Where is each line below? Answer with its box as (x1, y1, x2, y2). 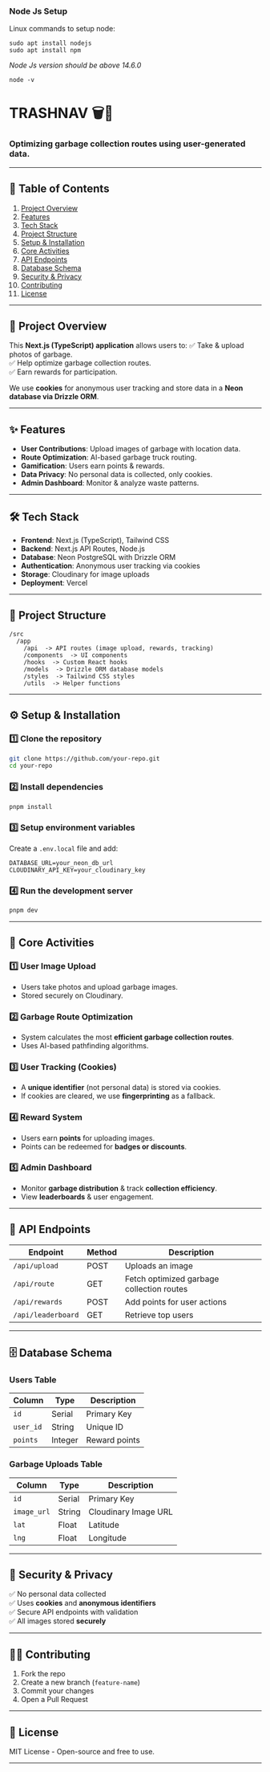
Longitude (88, 1532, 127, 1543)
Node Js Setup (9, 6, 67, 17)
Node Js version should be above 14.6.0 (9, 60, 142, 70)
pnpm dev (9, 906, 38, 915)
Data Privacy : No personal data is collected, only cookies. (20, 470, 213, 480)
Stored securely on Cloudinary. (20, 990, 123, 1000)
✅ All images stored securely (9, 1616, 107, 1626)
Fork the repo (20, 1669, 66, 1679)
